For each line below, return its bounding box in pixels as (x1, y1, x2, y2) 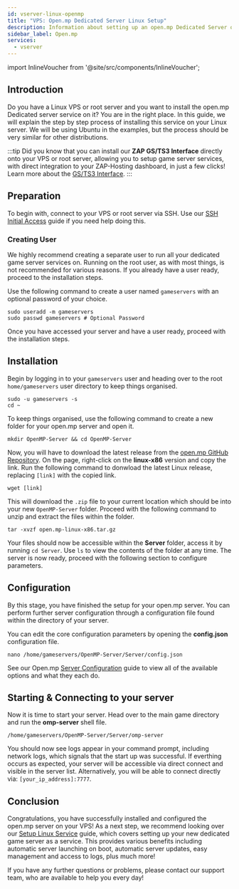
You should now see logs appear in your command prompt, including (7, 744, 209, 753)
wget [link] (7, 484, 43, 492)
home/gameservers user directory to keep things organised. (7, 382, 178, 390)
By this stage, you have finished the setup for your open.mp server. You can (7, 601, 230, 609)
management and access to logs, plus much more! (7, 852, 156, 861)
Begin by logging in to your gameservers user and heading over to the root (7, 374, 223, 383)
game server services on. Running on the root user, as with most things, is (7, 258, 225, 266)
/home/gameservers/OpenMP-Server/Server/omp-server (7, 732, 164, 739)
